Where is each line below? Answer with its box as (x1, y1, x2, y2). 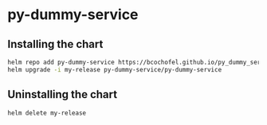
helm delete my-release (7, 109, 87, 117)
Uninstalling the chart (7, 88, 117, 101)
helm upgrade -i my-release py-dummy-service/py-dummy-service (7, 65, 222, 73)
